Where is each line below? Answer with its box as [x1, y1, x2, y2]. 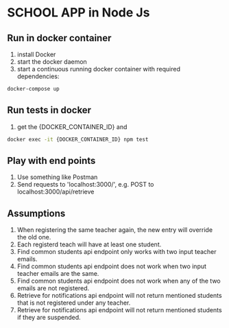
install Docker [16, 50, 56, 58]
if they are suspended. [16, 314, 81, 322]
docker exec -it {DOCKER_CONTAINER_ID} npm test [7, 136, 149, 143]
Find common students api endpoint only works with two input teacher [16, 248, 217, 256]
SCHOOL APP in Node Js [7, 5, 150, 21]
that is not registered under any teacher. [16, 298, 131, 307]
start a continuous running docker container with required [16, 65, 180, 73]
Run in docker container [7, 32, 112, 44]
